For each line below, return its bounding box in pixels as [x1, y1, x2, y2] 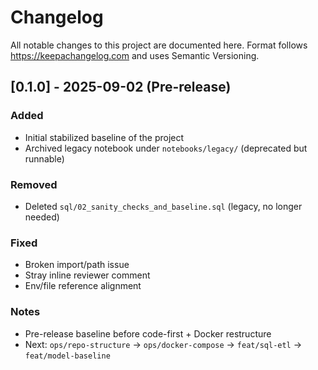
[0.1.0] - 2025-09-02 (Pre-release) [10, 79, 232, 96]
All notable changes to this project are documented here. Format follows [10, 39, 308, 51]
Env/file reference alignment [24, 280, 142, 292]
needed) [24, 211, 60, 223]
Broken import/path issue [24, 259, 130, 271]
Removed [10, 177, 58, 191]
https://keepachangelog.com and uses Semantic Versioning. [10, 49, 260, 61]
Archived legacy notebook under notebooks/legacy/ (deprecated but [24, 142, 308, 154]
